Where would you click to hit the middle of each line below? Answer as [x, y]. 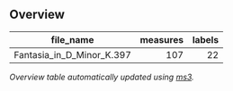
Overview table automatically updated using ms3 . [102, 77]
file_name [72, 39]
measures [162, 39]
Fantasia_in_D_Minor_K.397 [73, 54]
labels [205, 39]
